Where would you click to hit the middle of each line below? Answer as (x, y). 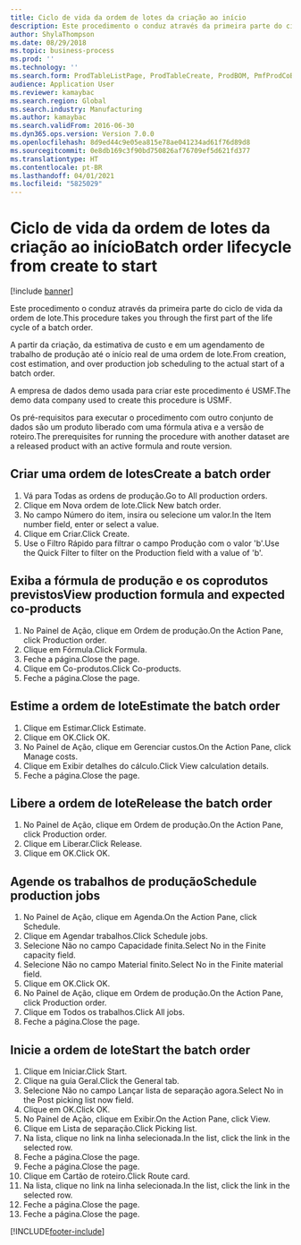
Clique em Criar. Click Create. (76, 533)
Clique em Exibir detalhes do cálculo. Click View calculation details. (146, 765)
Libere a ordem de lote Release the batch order (142, 803)
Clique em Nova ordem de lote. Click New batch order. (122, 505)
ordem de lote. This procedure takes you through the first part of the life (142, 318)
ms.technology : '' (44, 68)
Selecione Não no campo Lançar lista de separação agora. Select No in (153, 1090)
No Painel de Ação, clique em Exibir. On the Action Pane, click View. (146, 1119)
